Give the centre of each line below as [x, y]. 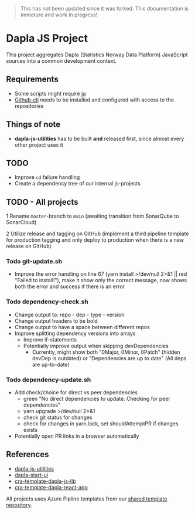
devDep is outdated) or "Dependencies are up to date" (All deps [109, 358]
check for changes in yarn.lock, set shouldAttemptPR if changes [101, 424]
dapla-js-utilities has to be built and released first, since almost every [99, 138]
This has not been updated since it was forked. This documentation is [105, 9]
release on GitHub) [29, 246]
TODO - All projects [42, 202]
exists [30, 430]
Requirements [32, 80]
